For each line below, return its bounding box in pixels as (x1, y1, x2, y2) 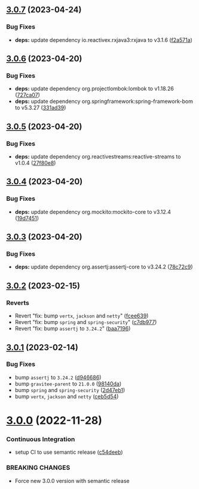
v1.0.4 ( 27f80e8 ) (14, 160, 56, 167)
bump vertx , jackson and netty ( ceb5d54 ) (14, 393, 119, 400)
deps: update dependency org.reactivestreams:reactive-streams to (14, 153, 181, 160)
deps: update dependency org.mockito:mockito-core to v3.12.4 (14, 208, 172, 215)
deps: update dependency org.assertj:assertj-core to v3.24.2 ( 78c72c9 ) (14, 263, 193, 271)
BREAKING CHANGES (6, 463, 71, 472)
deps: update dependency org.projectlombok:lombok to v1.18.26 (14, 85, 174, 92)
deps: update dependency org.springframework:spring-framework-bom (14, 98, 193, 105)
